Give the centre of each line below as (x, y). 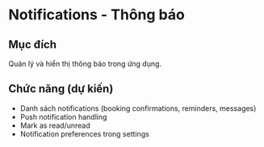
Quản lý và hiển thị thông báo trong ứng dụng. (85, 63)
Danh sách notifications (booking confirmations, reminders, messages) (138, 108)
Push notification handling (63, 116)
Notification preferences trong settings (84, 133)
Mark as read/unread (55, 125)
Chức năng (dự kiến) (61, 89)
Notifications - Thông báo (97, 15)
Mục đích (33, 45)
